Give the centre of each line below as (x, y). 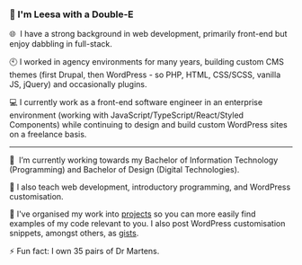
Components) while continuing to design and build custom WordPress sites (148, 125)
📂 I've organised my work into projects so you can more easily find (133, 214)
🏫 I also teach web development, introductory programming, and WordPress (150, 187)
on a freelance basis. (48, 135)
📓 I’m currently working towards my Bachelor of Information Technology (144, 160)
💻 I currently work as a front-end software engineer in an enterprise (136, 102)
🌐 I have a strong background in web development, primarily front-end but (148, 34)
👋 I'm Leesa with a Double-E (71, 14)
